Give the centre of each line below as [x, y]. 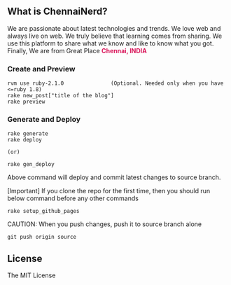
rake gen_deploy [31, 165]
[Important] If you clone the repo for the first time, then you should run [109, 191]
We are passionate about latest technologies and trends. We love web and [114, 28]
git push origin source [42, 237]
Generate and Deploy [44, 120]
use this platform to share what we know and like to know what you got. [111, 43]
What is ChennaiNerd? [57, 12]
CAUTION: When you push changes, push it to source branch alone [105, 224]
